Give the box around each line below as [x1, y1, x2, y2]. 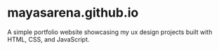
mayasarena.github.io [7, 5, 139, 21]
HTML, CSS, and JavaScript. [7, 35, 90, 43]
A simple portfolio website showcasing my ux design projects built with [7, 28, 213, 36]
